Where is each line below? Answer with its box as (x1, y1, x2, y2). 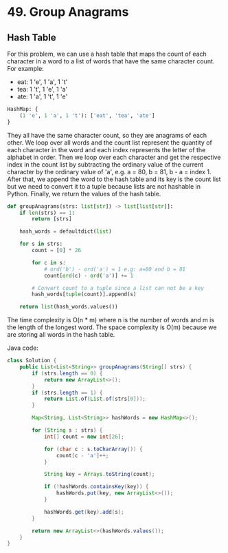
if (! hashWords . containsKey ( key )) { (43, 483, 149, 490)
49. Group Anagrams (7, 4, 129, 20)
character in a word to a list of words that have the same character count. (7, 57, 215, 65)
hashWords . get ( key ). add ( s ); (43, 508, 125, 515)
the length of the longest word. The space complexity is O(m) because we (7, 323, 217, 331)
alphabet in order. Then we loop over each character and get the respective (7, 153, 221, 161)
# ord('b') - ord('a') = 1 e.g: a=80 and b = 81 (43, 266, 186, 273)
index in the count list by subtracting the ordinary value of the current (7, 160, 204, 169)
